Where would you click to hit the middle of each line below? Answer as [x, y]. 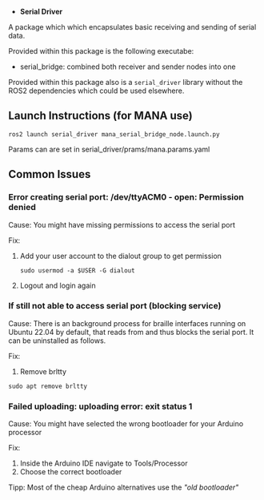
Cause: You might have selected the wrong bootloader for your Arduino [126, 424]
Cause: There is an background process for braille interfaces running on [127, 323]
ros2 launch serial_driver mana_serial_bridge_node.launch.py [114, 134]
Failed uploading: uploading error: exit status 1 [100, 406]
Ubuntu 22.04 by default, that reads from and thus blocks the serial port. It [131, 332]
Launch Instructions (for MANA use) [101, 116]
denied [22, 208]
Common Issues [50, 174]
